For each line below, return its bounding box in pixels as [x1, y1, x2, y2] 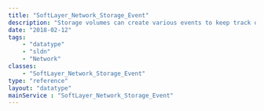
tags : [8, 33, 26, 41]
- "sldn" [22, 48, 51, 55]
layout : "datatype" [8, 84, 72, 92]
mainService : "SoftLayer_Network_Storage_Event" [8, 91, 174, 99]
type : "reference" [8, 77, 68, 84]
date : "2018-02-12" [8, 26, 72, 34]
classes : [8, 63, 37, 70]
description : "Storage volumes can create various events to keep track [8, 19, 251, 27]
